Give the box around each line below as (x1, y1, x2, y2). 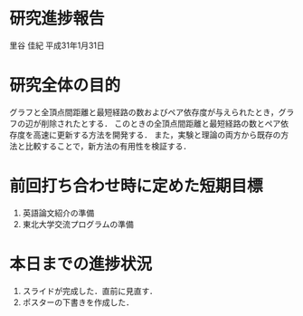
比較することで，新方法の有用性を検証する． (24, 140, 192, 151)
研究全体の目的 (9, 75, 121, 96)
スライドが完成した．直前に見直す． (22, 285, 158, 296)
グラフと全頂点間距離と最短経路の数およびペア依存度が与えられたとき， (9, 106, 279, 118)
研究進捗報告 (9, 8, 106, 29)
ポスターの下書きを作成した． (22, 296, 134, 308)
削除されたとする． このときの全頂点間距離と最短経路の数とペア (40, 118, 281, 129)
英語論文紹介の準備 (22, 207, 95, 218)
